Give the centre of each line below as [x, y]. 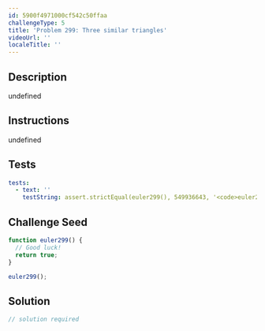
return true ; [37, 255]
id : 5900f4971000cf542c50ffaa [58, 15]
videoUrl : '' [30, 38]
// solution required [44, 320]
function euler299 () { [45, 240]
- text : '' [33, 190]
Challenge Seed [48, 222]
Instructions [39, 120]
